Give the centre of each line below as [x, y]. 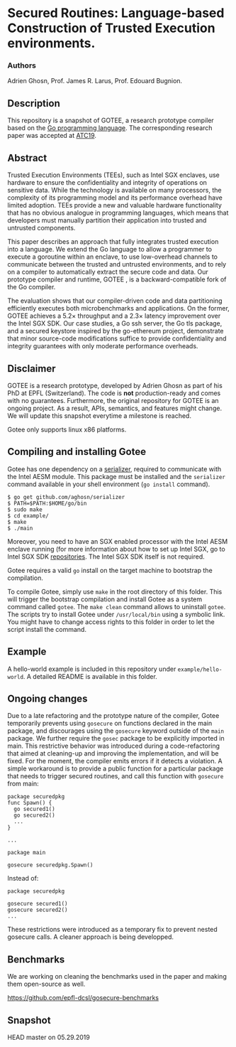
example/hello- [200, 670]
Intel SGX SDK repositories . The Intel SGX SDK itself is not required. [106, 557]
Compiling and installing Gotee [77, 452]
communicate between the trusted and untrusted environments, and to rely [117, 264]
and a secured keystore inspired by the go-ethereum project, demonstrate [116, 331]
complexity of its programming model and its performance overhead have [115, 198]
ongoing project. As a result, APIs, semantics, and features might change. [114, 408]
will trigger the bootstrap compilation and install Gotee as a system [105, 599]
